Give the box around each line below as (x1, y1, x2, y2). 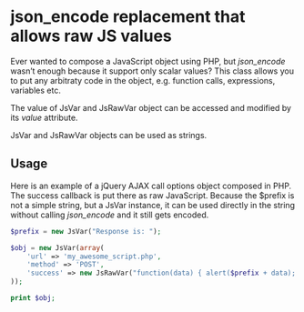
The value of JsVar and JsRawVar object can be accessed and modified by (10, 102, 292, 113)
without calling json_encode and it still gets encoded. (10, 209, 209, 220)
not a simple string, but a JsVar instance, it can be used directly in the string (10, 199, 295, 210)
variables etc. (10, 85, 62, 96)
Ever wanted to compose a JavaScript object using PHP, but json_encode (10, 55, 286, 66)
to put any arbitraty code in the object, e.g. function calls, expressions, (10, 75, 276, 86)
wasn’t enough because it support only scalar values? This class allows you (10, 65, 295, 76)
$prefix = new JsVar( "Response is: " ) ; (10, 226, 162, 236)
